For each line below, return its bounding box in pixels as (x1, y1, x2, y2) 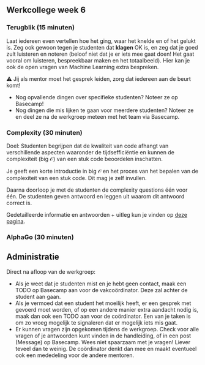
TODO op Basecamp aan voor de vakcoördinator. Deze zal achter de (15, 286, 188, 293)
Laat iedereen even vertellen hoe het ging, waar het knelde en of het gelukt (6, 37, 196, 45)
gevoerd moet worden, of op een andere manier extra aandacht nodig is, (15, 306, 199, 313)
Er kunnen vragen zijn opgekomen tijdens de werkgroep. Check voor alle (15, 325, 199, 333)
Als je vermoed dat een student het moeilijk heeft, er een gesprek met (15, 299, 192, 307)
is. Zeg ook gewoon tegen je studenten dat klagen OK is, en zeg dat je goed (6, 43, 198, 51)
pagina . (6, 217, 26, 225)
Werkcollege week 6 (6, 5, 86, 15)
